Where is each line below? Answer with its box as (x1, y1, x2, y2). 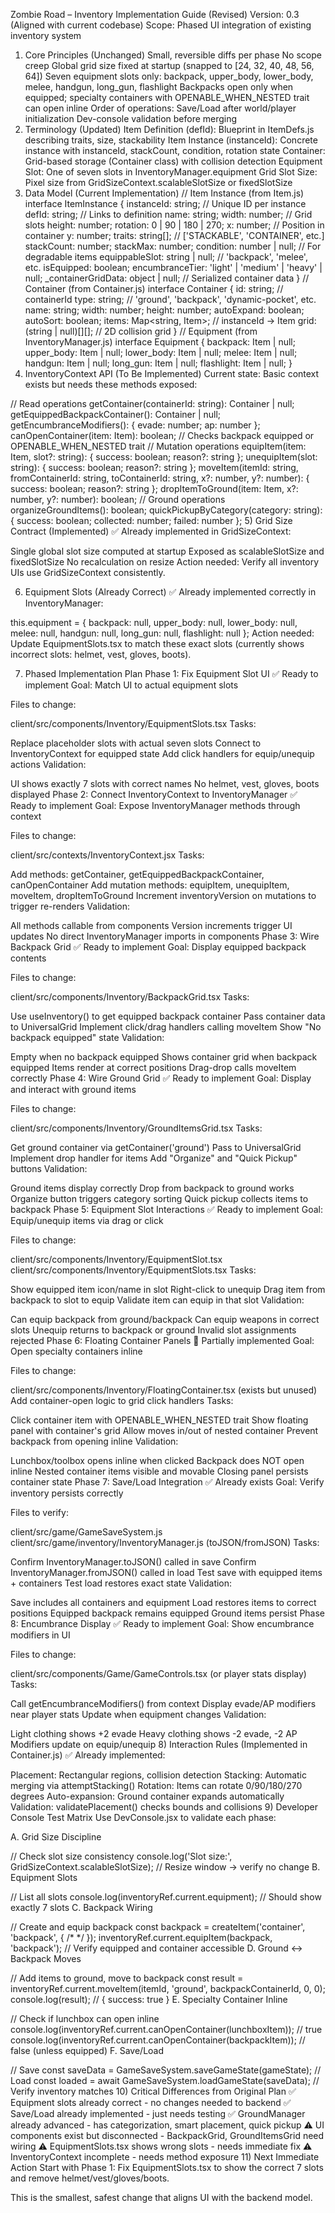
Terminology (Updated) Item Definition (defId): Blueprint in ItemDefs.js (24, 124, 315, 135)
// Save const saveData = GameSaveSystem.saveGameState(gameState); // (10, 2064, 322, 2076)
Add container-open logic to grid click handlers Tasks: (10, 1395, 234, 1406)
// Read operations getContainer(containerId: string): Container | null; (10, 398, 295, 409)
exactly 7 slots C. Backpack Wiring (10, 1902, 153, 1913)
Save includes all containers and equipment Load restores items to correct (10, 1597, 317, 1608)
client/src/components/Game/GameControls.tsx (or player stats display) (10, 1668, 307, 1679)
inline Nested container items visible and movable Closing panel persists (10, 1465, 309, 1477)
